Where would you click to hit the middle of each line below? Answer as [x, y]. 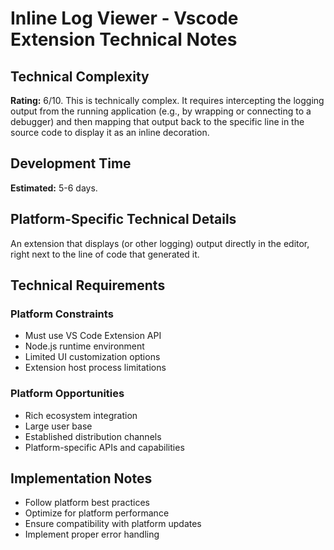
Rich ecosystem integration [81, 415]
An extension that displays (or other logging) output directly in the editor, [160, 243]
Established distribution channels [93, 436]
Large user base [58, 426]
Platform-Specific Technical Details [123, 219]
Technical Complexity [80, 76]
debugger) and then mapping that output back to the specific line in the [157, 121]
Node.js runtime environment [84, 346]
